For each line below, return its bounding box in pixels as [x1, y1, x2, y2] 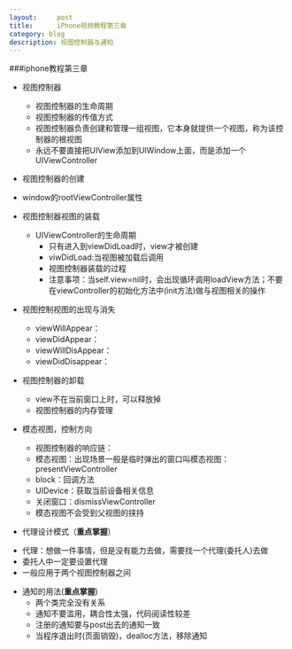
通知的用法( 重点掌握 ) [21, 586, 99, 597]
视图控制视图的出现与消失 [21, 304, 116, 315]
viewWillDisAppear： [35, 345, 112, 356]
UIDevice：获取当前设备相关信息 [35, 485, 155, 497]
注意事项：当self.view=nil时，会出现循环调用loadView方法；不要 [48, 274, 283, 285]
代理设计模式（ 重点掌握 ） [21, 527, 116, 537]
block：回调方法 [35, 474, 95, 485]
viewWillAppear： [35, 323, 101, 333]
